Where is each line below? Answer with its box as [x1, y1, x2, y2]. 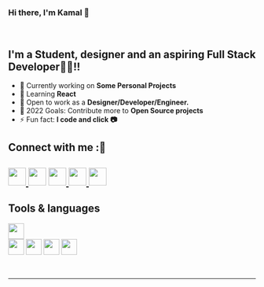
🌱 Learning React [19, 90, 76, 99]
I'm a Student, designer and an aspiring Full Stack [8, 47, 256, 61]
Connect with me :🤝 [8, 141, 106, 154]
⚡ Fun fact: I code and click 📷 [19, 115, 118, 124]
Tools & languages [8, 202, 101, 215]
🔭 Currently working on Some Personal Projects [19, 81, 177, 90]
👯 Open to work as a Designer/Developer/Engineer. [19, 98, 189, 107]
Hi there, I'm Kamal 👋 [8, 7, 90, 18]
